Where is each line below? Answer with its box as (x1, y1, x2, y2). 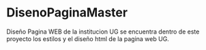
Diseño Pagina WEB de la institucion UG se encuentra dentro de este (6, 27, 200, 36)
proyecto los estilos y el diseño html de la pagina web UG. (6, 34, 170, 42)
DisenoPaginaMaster (6, 5, 128, 21)
